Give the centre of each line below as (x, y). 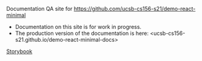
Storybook (19, 51)
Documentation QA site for (39, 9)
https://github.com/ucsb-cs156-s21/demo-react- (135, 9)
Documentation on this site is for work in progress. (78, 27)
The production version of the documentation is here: (82, 33)
